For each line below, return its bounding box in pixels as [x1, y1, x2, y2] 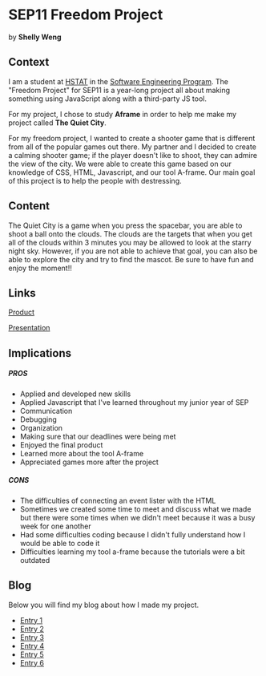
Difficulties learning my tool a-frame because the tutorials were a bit [19, 547, 246, 557]
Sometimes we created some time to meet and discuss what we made [19, 504, 252, 514]
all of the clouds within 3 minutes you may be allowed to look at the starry [8, 237, 252, 247]
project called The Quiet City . [8, 118, 107, 128]
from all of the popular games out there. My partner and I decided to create [8, 142, 256, 152]
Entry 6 [19, 658, 45, 667]
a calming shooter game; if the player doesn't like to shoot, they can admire [8, 150, 258, 160]
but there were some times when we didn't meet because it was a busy [19, 512, 256, 522]
